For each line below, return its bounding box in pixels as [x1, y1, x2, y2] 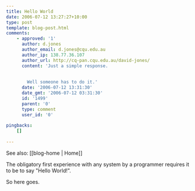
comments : [6, 30, 30, 36]
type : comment [21, 106, 57, 112]
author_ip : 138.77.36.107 [21, 52, 85, 58]
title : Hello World [6, 8, 54, 15]
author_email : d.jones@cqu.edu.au [21, 47, 106, 53]
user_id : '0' [21, 112, 54, 117]
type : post [6, 19, 33, 25]
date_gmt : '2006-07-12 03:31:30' [21, 90, 103, 96]
